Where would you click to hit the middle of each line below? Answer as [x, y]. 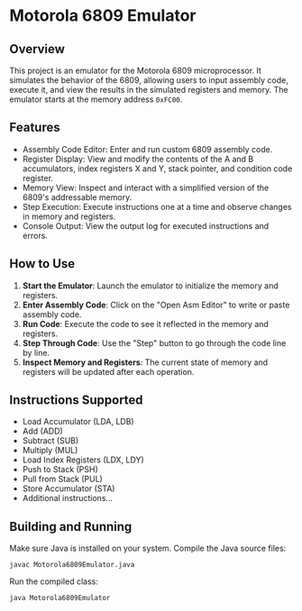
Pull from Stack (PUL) [63, 479]
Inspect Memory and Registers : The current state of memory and [145, 362]
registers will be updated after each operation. [108, 371]
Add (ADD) [42, 431]
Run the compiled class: [54, 581]
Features [35, 128]
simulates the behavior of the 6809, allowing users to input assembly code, [149, 80]
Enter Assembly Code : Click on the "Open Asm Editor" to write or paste [156, 305]
